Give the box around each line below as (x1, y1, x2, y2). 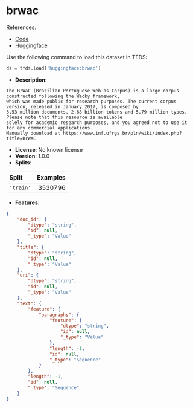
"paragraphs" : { (38, 312, 80, 318)
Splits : (14, 158, 32, 166)
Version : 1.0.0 (14, 152, 50, 160)
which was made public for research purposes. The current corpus (6, 98, 177, 105)
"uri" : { (17, 273, 39, 279)
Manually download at (6, 130, 61, 136)
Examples (37, 173, 66, 181)
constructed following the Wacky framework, (6, 93, 120, 99)
